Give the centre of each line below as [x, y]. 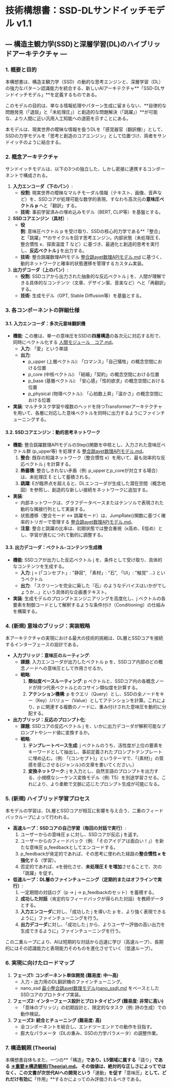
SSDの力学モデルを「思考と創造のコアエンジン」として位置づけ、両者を [81, 136]
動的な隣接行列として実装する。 [54, 509]
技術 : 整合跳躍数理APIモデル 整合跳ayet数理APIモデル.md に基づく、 [92, 257]
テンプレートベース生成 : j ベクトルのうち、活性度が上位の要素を [95, 745]
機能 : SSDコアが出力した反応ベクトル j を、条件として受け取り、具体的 [88, 560]
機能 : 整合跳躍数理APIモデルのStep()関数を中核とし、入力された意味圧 [87, 444]
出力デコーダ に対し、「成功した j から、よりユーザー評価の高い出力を [93, 924]
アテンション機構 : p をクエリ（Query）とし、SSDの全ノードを [94, 694]
